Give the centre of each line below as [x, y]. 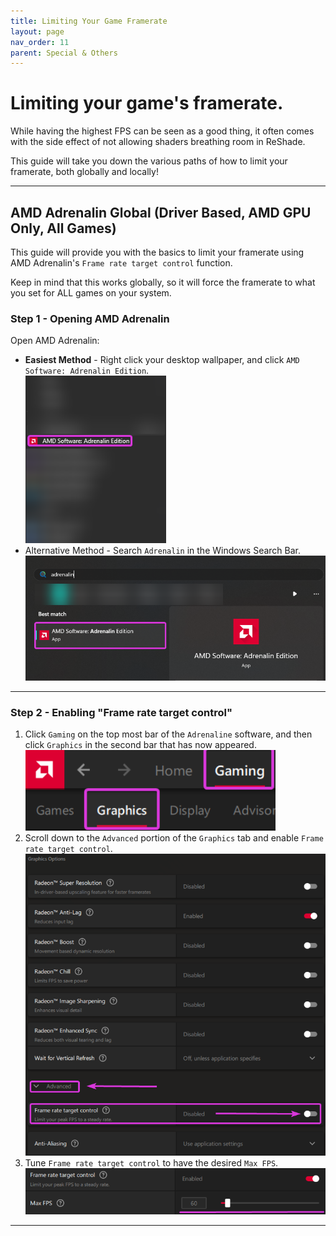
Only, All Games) [63, 228]
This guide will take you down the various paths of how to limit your [149, 161]
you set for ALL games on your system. [91, 293]
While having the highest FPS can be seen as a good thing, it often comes [162, 131]
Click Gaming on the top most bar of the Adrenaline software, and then [168, 734]
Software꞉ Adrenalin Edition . [87, 371]
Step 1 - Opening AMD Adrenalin [90, 318]
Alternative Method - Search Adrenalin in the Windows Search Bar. [163, 550]
